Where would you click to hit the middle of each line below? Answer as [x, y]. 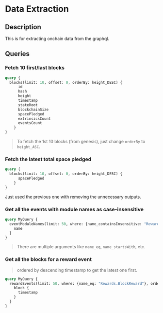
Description [23, 27]
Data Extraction [37, 9]
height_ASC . [28, 147]
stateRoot [28, 105]
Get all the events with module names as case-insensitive [74, 209]
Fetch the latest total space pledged [48, 159]
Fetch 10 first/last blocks [35, 68]
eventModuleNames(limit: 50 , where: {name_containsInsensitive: [76, 224]
